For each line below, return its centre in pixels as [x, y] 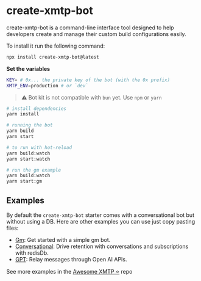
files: [12, 228]
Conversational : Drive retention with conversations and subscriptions [102, 246]
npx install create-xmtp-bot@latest [53, 57]
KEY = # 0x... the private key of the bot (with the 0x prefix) [88, 80]
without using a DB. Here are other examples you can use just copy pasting [101, 221]
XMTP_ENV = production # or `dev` [47, 86]
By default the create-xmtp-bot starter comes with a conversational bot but [100, 215]
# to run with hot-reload [39, 147]
